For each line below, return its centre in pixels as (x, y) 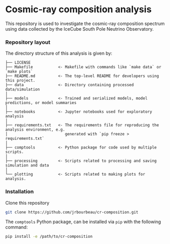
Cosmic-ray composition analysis (79, 9)
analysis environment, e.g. (35, 130)
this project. (20, 81)
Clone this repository (27, 203)
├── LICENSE (18, 63)
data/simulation (23, 90)
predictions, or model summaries (41, 103)
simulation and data (27, 165)
